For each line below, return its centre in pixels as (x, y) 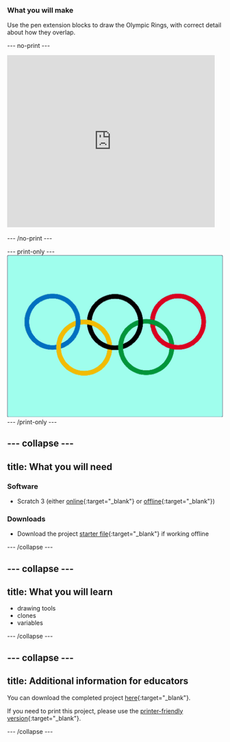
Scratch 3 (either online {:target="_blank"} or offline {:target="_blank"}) (116, 501)
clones (26, 616)
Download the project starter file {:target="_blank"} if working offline (113, 534)
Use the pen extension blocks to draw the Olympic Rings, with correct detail (114, 25)
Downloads (26, 519)
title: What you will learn (60, 592)
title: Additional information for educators (98, 681)
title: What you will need (60, 467)
